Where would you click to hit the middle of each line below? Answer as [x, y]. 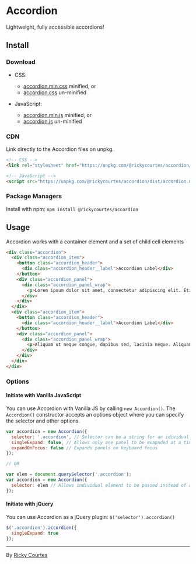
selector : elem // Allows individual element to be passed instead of [99, 485]
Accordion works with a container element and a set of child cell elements [95, 242]
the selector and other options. [43, 421]
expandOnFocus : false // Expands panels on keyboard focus [85, 448]
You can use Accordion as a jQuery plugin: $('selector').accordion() [90, 517]
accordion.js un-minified [52, 121]
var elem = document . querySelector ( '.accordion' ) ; [69, 474]
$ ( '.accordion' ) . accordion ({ [41, 528]
